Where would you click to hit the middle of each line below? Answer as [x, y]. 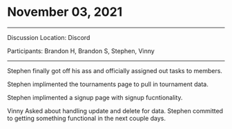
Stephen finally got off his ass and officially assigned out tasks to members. [115, 70]
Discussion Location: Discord [49, 37]
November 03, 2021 [65, 12]
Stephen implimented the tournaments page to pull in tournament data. [108, 84]
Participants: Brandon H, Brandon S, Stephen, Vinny [81, 51]
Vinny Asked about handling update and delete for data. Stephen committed [115, 110]
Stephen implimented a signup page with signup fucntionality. [95, 97]
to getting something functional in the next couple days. [87, 118]
